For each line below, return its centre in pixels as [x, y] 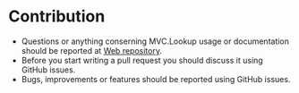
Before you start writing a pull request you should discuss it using [142, 60]
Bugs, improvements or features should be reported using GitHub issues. [156, 79]
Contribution [57, 17]
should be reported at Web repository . [92, 50]
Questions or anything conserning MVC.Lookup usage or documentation [155, 41]
